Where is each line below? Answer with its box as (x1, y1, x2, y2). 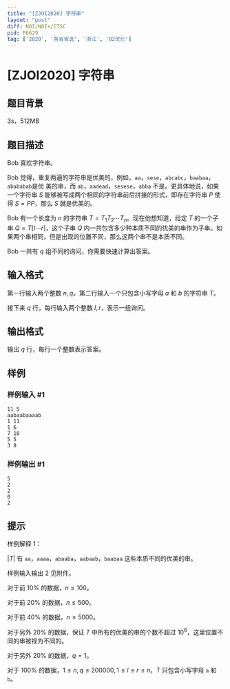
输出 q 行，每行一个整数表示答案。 (7, 345, 105, 353)
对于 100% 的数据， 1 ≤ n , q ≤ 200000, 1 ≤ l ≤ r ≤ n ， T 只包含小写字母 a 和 (7, 666, 217, 674)
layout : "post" (7, 17, 51, 23)
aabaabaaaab (7, 412, 41, 419)
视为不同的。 (30, 637, 67, 645)
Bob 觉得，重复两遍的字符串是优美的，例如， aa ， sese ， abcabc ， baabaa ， (7, 173, 215, 182)
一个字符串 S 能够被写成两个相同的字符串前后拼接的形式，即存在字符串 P (7, 191, 213, 199)
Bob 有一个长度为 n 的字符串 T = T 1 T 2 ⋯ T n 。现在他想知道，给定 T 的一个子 (7, 213, 219, 224)
